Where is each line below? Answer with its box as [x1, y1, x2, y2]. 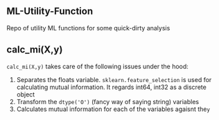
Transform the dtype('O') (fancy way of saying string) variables [16, 97, 199, 106]
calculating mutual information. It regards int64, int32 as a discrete [16, 83, 207, 91]
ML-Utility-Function [6, 6, 94, 17]
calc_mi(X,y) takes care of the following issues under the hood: [6, 62, 189, 70]
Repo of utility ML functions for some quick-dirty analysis [6, 23, 170, 32]
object [16, 90, 35, 99]
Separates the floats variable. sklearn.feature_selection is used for [16, 75, 212, 83]
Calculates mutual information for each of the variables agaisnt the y [16, 105, 211, 113]
